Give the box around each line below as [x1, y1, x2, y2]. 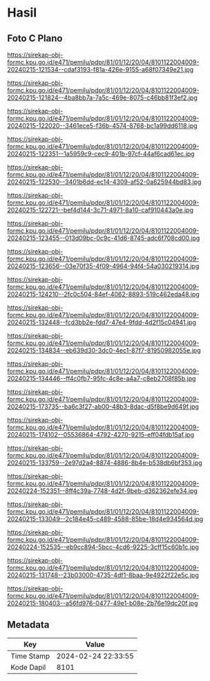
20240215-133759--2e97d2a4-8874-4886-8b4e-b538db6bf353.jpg [7, 458, 202, 467]
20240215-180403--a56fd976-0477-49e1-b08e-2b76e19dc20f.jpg [7, 599, 198, 607]
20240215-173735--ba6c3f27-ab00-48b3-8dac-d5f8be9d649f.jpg [7, 402, 199, 411]
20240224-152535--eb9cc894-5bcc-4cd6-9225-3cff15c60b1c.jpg [7, 543, 199, 551]
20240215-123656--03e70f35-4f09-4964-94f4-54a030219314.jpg [7, 262, 200, 270]
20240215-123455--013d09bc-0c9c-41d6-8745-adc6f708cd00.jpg [7, 234, 200, 242]
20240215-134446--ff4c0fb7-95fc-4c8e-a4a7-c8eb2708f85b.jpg [7, 375, 196, 382]
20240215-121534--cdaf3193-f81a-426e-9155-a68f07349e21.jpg [7, 66, 194, 73]
